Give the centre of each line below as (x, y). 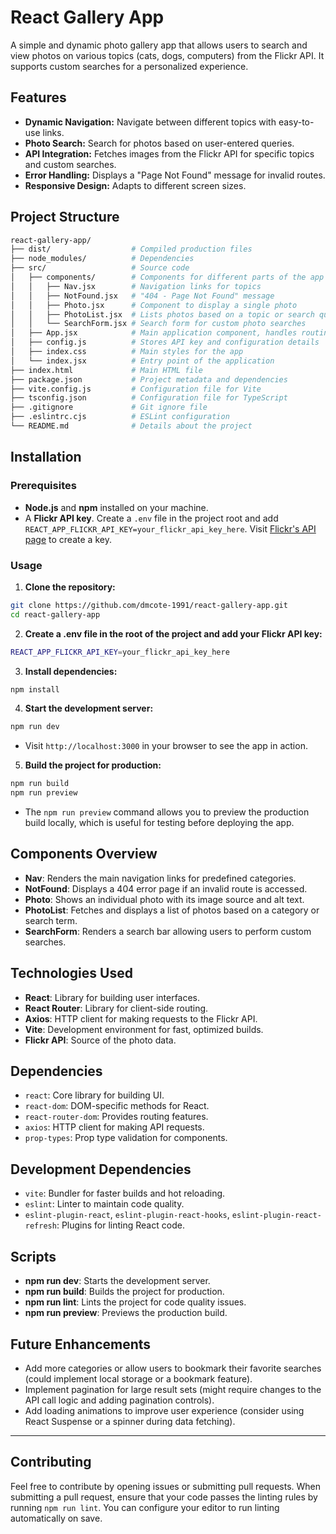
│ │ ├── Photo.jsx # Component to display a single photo (154, 305)
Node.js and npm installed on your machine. (116, 507)
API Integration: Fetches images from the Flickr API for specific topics (169, 153)
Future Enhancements (81, 1344)
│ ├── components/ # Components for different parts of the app (167, 277)
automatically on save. (56, 1518)
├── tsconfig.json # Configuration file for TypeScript (149, 398)
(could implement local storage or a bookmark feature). (138, 1378)
